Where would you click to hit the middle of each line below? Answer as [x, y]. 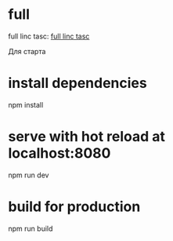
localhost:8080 [59, 153]
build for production [74, 206]
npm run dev [29, 175]
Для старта [27, 51]
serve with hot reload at [87, 137]
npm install [26, 104]
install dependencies [77, 83]
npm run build [31, 228]
